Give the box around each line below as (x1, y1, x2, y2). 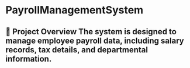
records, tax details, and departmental (5, 45, 148, 55)
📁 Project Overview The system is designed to (5, 27, 177, 37)
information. (5, 53, 52, 64)
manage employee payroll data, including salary (5, 35, 185, 45)
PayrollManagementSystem (5, 3, 144, 17)
